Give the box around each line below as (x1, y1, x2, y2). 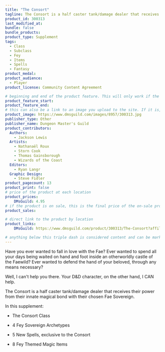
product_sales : (5, 208, 36, 213)
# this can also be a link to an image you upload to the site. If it (5, 108, 153, 113)
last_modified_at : (5, 21, 43, 26)
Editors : (9, 162, 27, 167)
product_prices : (5, 194, 38, 199)
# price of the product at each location (5, 190, 91, 195)
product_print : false (5, 185, 50, 190)
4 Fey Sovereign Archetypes (12, 322, 70, 328)
